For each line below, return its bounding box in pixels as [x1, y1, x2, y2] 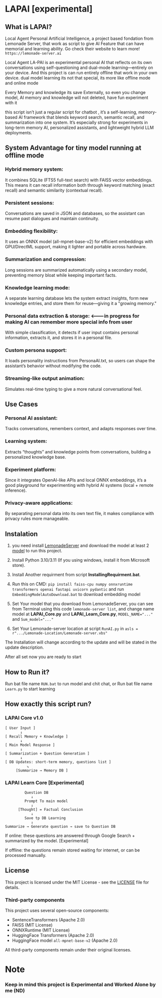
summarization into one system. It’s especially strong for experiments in [5, 120, 148, 125]
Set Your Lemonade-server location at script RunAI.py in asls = [12, 626, 138, 631]
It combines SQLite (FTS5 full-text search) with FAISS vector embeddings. [5, 177, 153, 183]
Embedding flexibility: [5, 227, 58, 234]
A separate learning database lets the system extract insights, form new [5, 295, 148, 301]
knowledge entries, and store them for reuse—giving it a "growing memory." [5, 300, 157, 306]
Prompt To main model [24, 799, 68, 804]
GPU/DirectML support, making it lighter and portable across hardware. [5, 244, 147, 250]
